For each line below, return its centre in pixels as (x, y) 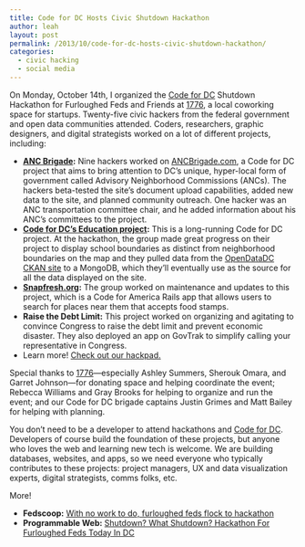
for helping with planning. (57, 411)
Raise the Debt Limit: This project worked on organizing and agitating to (158, 316)
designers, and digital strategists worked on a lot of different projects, (140, 133)
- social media (46, 69)
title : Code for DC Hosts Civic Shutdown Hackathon (109, 18)
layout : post (34, 35)
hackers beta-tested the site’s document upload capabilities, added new (158, 190)
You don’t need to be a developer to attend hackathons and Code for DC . (147, 429)
